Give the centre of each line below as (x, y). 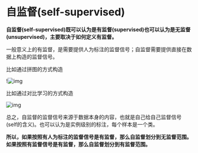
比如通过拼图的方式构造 (34, 69)
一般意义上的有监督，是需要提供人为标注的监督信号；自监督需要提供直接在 (96, 49)
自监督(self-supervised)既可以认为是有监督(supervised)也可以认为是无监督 (98, 29)
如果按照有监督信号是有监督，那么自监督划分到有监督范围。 (78, 144)
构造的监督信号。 (37, 56)
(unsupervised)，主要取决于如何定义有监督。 (62, 36)
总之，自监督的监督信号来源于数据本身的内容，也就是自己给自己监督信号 (94, 117)
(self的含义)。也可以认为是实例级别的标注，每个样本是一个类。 (82, 124)
